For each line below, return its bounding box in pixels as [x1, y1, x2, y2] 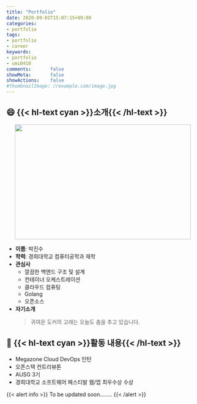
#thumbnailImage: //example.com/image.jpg [6, 83, 116, 90]
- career [6, 44, 29, 50]
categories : [6, 20, 37, 26]
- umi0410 [6, 60, 32, 66]
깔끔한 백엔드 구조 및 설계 [24, 268, 86, 275]
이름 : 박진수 [15, 245, 44, 252]
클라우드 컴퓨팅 [24, 283, 61, 291]
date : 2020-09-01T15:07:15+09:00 [6, 15, 92, 21]
